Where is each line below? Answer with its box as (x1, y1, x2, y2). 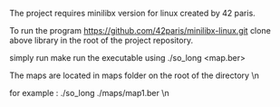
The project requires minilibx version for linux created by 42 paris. (9, 8, 256, 18)
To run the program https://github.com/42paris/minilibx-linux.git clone (9, 25, 272, 35)
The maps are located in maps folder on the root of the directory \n (9, 70, 260, 81)
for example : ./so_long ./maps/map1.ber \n (9, 88, 169, 98)
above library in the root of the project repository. (9, 35, 194, 45)
